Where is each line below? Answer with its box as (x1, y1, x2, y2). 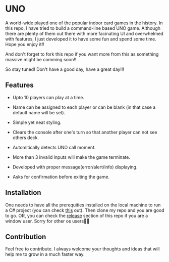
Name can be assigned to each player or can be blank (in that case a (12, 104, 156, 110)
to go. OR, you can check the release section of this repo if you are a (5, 212, 148, 219)
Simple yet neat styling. (12, 119, 62, 125)
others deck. (12, 135, 39, 141)
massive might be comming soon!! (5, 56, 77, 62)
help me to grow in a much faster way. (5, 251, 85, 257)
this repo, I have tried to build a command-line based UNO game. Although (5, 25, 160, 31)
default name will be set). (12, 109, 66, 115)
